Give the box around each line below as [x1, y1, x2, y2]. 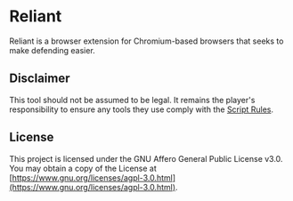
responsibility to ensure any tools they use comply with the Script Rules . [9, 104, 274, 115]
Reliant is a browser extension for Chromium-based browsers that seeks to [9, 36, 284, 46]
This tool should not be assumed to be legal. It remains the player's [9, 94, 256, 105]
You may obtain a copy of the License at [9, 163, 158, 173]
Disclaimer [9, 71, 70, 86]
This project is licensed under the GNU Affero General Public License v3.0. [9, 153, 283, 164]
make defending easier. [9, 44, 95, 55]
